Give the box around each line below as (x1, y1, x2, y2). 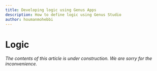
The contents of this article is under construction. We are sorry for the (5, 55, 152, 61)
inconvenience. (5, 61, 37, 67)
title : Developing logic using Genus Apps (5, 7, 97, 13)
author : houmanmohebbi (5, 17, 53, 22)
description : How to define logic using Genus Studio (5, 12, 122, 17)
